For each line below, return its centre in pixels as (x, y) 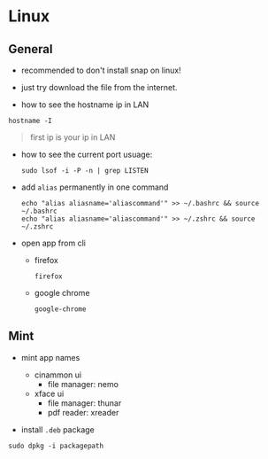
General (31, 49)
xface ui (49, 393)
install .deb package (57, 429)
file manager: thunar (84, 403)
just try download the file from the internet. (99, 87)
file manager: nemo (83, 384)
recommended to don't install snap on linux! (101, 70)
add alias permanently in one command (95, 187)
